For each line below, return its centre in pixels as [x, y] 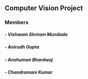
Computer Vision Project [44, 8]
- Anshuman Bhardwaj [29, 59]
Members [16, 22]
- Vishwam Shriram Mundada [36, 34]
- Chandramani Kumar [29, 72]
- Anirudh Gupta [22, 47]
